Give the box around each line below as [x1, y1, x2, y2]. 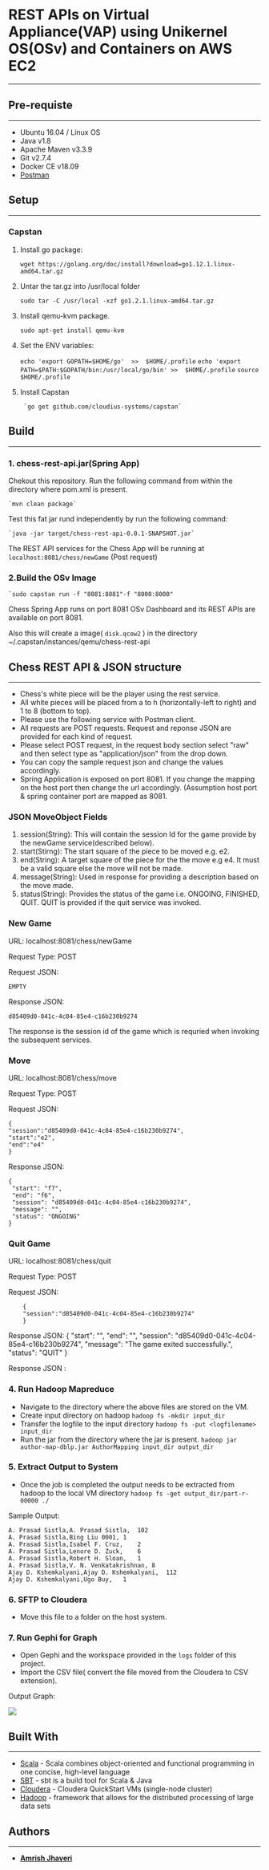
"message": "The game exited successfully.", [84, 1340, 234, 1349]
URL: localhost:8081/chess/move [8, 1073, 118, 1082]
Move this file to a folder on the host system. [19, 1612, 167, 1622]
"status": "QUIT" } [8, 1348, 68, 1357]
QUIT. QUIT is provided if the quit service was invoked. [19, 898, 202, 907]
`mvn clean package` [8, 500, 78, 508]
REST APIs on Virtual [8, 6, 150, 24]
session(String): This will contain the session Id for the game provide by [19, 830, 257, 839]
